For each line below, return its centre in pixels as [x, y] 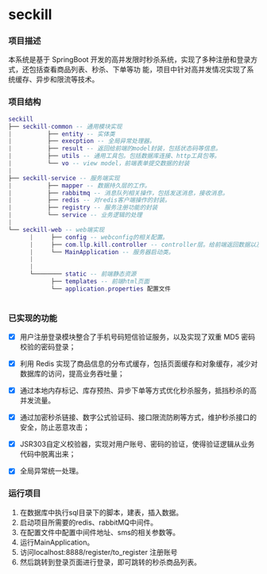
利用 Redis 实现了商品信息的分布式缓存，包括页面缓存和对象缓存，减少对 [139, 364]
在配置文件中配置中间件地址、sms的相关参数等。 [100, 532]
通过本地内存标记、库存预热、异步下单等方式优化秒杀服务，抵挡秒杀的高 [138, 391]
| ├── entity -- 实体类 [62, 134]
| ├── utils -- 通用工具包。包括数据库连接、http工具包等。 [114, 156]
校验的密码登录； [48, 347]
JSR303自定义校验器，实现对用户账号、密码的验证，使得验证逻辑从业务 [137, 444]
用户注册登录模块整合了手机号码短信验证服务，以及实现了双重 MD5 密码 [137, 337]
